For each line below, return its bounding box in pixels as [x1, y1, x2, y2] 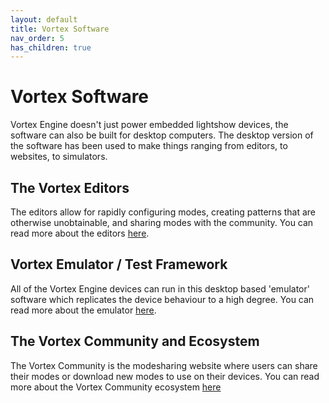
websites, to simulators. [10, 151, 108, 163]
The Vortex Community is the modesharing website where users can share [10, 359, 318, 371]
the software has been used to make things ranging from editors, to [10, 140, 288, 152]
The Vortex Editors [10, 179, 130, 196]
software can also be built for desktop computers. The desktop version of [10, 129, 314, 141]
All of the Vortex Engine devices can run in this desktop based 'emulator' [10, 282, 310, 295]
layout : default [10, 14, 78, 25]
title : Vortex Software [10, 24, 110, 34]
